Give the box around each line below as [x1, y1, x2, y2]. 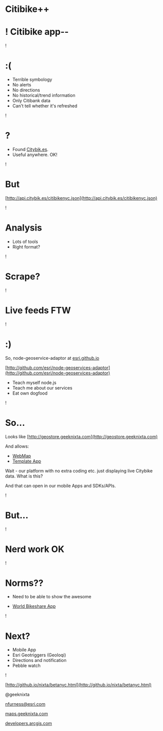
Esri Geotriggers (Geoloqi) [12, 652, 66, 658]
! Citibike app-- [5, 26, 69, 38]
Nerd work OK [5, 543, 65, 555]
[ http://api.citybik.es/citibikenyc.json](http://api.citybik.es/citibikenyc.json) [5, 195, 158, 201]
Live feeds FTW [5, 305, 71, 316]
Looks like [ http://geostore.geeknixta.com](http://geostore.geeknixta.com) [5, 433, 158, 439]
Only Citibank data [12, 98, 51, 104]
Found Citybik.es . [12, 147, 49, 152]
